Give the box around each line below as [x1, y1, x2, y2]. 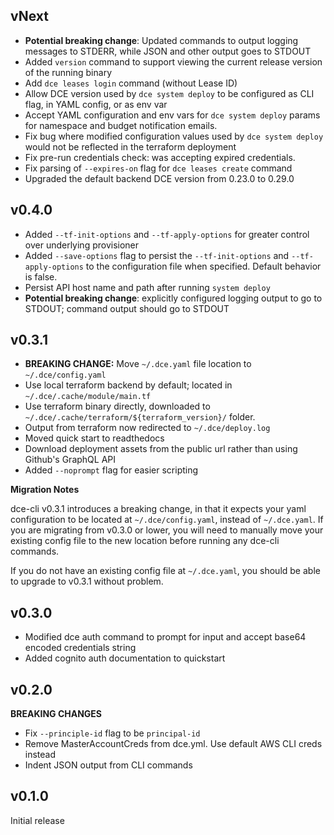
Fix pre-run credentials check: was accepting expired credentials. [24, 151, 296, 163]
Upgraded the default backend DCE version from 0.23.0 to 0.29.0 [24, 172, 295, 184]
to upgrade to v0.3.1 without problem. [10, 575, 164, 588]
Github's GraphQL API [24, 454, 117, 466]
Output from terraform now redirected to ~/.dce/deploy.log [24, 422, 271, 434]
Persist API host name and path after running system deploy [24, 281, 271, 293]
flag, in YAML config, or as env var [24, 98, 168, 110]
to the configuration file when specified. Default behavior [85, 260, 322, 272]
